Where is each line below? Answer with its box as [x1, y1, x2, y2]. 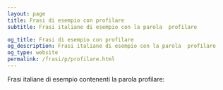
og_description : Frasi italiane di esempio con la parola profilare [7, 43, 217, 50]
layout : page [7, 10, 46, 18]
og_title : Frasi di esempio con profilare [7, 36, 134, 43]
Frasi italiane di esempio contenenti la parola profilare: [7, 75, 165, 83]
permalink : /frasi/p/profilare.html [7, 56, 115, 63]
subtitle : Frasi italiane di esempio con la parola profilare [7, 23, 198, 30]
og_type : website [7, 49, 59, 56]
